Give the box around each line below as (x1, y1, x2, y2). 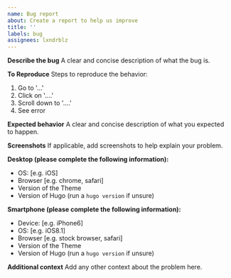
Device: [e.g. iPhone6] (17, 219, 84, 228)
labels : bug (7, 30, 43, 38)
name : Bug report (7, 10, 59, 18)
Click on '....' (17, 91, 54, 100)
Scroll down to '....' (17, 99, 72, 107)
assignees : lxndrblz (7, 37, 69, 44)
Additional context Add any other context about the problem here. (7, 263, 203, 272)
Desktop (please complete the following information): (7, 155, 169, 164)
